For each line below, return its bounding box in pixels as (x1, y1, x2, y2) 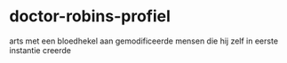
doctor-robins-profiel (9, 6, 171, 27)
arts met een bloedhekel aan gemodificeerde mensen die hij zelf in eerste (9, 35, 278, 46)
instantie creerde (9, 44, 72, 55)
